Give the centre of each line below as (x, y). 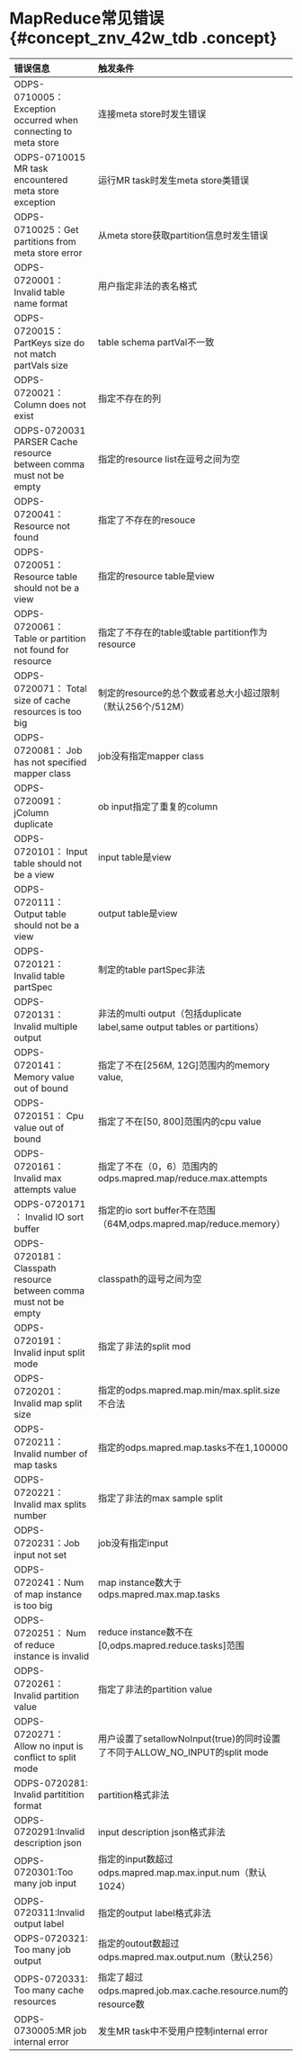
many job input (45, 1883)
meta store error (48, 253)
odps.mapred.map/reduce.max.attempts (182, 1178)
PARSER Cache (46, 442)
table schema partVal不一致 (156, 342)
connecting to (43, 131)
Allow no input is (49, 1746)
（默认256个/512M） (144, 706)
